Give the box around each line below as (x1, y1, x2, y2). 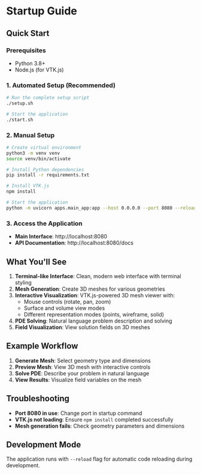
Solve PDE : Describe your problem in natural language (14, 369, 150, 377)
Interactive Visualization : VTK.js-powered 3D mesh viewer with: (14, 291, 175, 298)
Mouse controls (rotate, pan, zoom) (23, 298, 111, 305)
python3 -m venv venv (6, 150, 60, 156)
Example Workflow (6, 341, 78, 351)
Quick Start (6, 28, 50, 38)
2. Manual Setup (6, 131, 55, 139)
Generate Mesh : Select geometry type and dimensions (14, 357, 151, 364)
